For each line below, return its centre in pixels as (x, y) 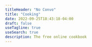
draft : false (18, 23)
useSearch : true (22, 32)
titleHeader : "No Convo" (31, 10)
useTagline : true (23, 28)
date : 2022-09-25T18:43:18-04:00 (39, 19)
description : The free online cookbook (46, 37)
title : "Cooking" (23, 14)
